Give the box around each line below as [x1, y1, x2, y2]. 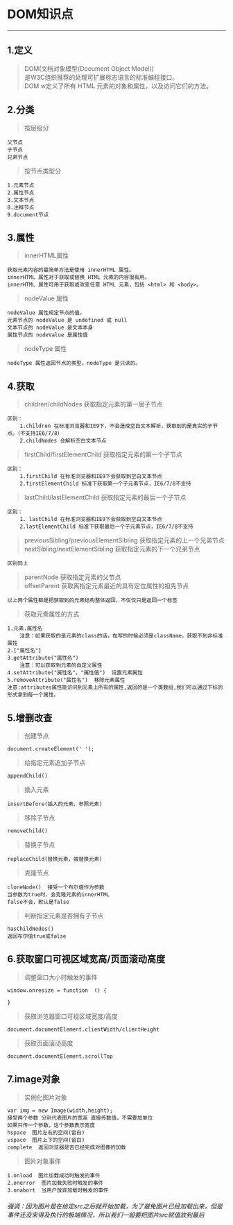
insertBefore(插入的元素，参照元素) [7, 800, 103, 807]
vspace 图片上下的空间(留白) [7, 1136, 85, 1143]
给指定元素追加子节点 [24, 759, 85, 766]
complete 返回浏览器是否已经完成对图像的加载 [7, 1144, 126, 1151]
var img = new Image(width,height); [7, 1107, 113, 1114]
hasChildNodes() [7, 925, 54, 932]
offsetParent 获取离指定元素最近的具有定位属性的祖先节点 [24, 582, 189, 590]
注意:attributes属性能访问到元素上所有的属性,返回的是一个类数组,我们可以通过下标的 [7, 684, 223, 691]
